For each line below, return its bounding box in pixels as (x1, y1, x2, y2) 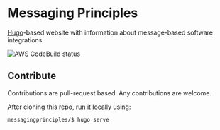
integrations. (7, 35, 45, 44)
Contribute (7, 70, 57, 82)
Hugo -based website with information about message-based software (7, 28, 213, 37)
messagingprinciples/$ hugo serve (7, 116, 110, 123)
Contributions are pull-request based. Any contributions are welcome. (7, 88, 211, 97)
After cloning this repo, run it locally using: (7, 102, 131, 111)
